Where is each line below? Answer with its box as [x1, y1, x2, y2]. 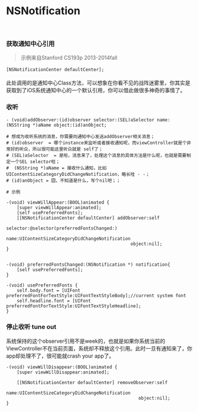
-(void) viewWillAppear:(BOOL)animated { [6, 199, 110, 205]
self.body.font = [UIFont [17, 287, 81, 294]
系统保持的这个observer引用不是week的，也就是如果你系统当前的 [6, 337, 165, 345]
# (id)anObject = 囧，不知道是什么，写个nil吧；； [6, 178, 121, 184]
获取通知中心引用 [6, 40, 55, 48]
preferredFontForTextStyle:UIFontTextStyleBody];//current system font [6, 292, 186, 298]
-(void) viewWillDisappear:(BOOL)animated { [6, 364, 118, 370]
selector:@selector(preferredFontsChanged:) [6, 225, 118, 231]
